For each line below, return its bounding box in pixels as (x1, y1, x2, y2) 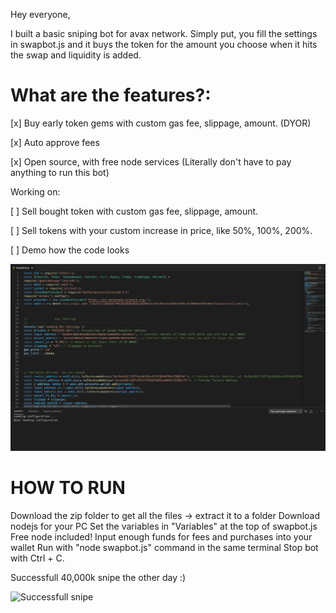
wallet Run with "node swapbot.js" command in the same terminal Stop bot (10, 541, 319, 553)
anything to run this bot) (10, 166, 110, 178)
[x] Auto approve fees (10, 136, 100, 148)
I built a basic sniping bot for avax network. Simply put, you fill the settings (10, 28, 318, 39)
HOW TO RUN (10, 476, 126, 499)
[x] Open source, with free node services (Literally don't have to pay (10, 155, 292, 168)
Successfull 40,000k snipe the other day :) (10, 571, 187, 583)
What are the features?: (10, 84, 212, 107)
